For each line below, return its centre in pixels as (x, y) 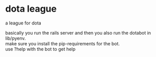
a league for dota (23, 23)
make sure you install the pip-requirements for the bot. (62, 43)
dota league (31, 9)
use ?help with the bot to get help (40, 49)
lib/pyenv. (16, 38)
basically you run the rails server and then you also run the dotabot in (78, 33)
